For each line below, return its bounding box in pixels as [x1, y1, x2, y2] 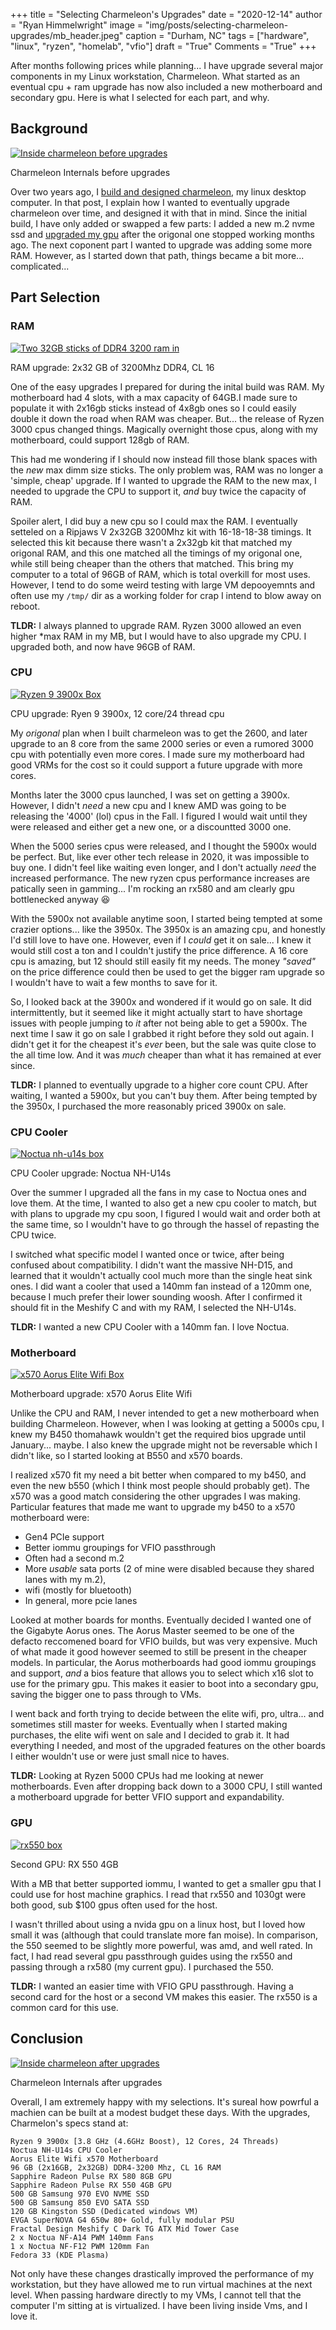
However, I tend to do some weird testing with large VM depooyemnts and [10, 579, 316, 591]
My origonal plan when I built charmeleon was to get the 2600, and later [10, 727, 308, 739]
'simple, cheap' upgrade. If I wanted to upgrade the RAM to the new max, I [10, 474, 317, 486]
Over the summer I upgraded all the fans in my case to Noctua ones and [10, 1187, 307, 1199]
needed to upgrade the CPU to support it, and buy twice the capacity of [10, 485, 307, 497]
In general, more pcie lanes [24, 1595, 138, 1607]
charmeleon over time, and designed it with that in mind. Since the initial [10, 207, 308, 219]
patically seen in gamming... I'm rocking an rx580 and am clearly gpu [10, 882, 295, 894]
